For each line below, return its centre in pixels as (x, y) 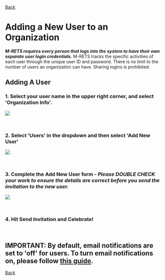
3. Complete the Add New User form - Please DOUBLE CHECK (80, 174)
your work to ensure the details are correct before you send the (82, 180)
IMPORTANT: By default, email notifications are (79, 245)
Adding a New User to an (57, 27)
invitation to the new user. (37, 186)
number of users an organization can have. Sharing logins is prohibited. (78, 67)
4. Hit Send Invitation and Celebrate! (49, 219)
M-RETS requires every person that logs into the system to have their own (82, 51)
